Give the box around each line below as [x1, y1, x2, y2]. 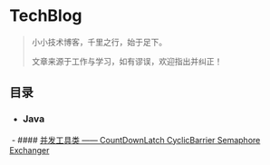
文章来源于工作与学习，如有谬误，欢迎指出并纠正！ [31, 55, 223, 66]
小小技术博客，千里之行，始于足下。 [31, 36, 168, 47]
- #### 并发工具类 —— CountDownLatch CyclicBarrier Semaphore [11, 134, 261, 145]
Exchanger [9, 144, 50, 155]
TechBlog [9, 5, 83, 26]
